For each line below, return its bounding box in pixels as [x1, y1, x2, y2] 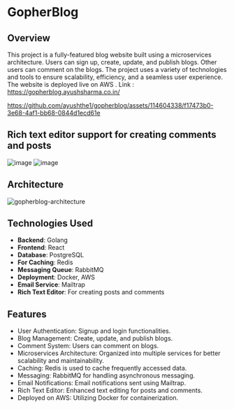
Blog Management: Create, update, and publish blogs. [17, 334, 173, 343]
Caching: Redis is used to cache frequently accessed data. [17, 364, 187, 373]
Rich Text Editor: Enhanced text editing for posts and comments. [17, 386, 203, 395]
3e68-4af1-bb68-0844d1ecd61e [7, 109, 101, 117]
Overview [7, 32, 51, 44]
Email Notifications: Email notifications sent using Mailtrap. [17, 379, 187, 387]
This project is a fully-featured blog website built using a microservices [7, 50, 212, 59]
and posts [7, 140, 52, 152]
